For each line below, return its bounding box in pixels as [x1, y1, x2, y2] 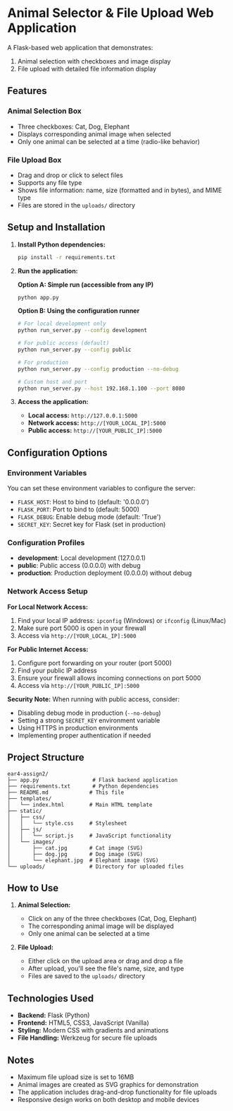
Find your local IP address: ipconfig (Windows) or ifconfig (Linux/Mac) [17, 616, 227, 624]
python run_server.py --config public [17, 346, 132, 354]
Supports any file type [17, 178, 82, 186]
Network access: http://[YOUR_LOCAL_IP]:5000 [27, 419, 167, 427]
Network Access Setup [7, 586, 88, 596]
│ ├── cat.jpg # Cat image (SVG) [7, 844, 143, 852]
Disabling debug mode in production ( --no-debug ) [17, 708, 161, 717]
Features [7, 85, 47, 97]
